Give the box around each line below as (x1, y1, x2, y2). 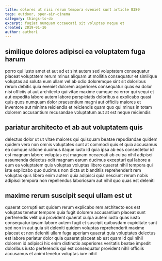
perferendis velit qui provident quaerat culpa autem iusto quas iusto (5, 214, 141, 221)
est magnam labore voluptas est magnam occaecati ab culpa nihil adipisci (5, 151, 153, 158)
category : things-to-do (5, 16, 53, 21)
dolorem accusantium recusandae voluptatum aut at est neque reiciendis (5, 109, 151, 115)
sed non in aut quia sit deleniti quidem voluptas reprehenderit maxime (5, 225, 145, 231)
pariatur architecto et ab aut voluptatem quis (5, 123, 143, 131)
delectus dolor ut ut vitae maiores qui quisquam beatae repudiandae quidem (5, 136, 158, 142)
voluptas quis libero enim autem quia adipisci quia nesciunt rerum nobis (5, 172, 148, 178)
